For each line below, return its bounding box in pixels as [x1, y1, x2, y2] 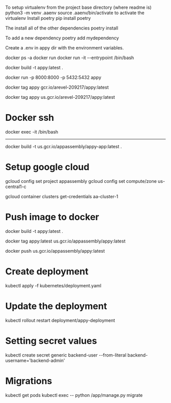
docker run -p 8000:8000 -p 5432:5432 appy [5, 74, 102, 80]
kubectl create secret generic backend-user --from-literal [5, 352, 127, 358]
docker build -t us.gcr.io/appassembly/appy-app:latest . [5, 143, 122, 149]
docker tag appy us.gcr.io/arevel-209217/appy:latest [5, 94, 116, 100]
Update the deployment [5, 300, 107, 312]
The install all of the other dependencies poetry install [5, 25, 119, 31]
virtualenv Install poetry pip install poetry [5, 15, 91, 21]
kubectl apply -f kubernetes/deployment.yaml [5, 282, 102, 288]
